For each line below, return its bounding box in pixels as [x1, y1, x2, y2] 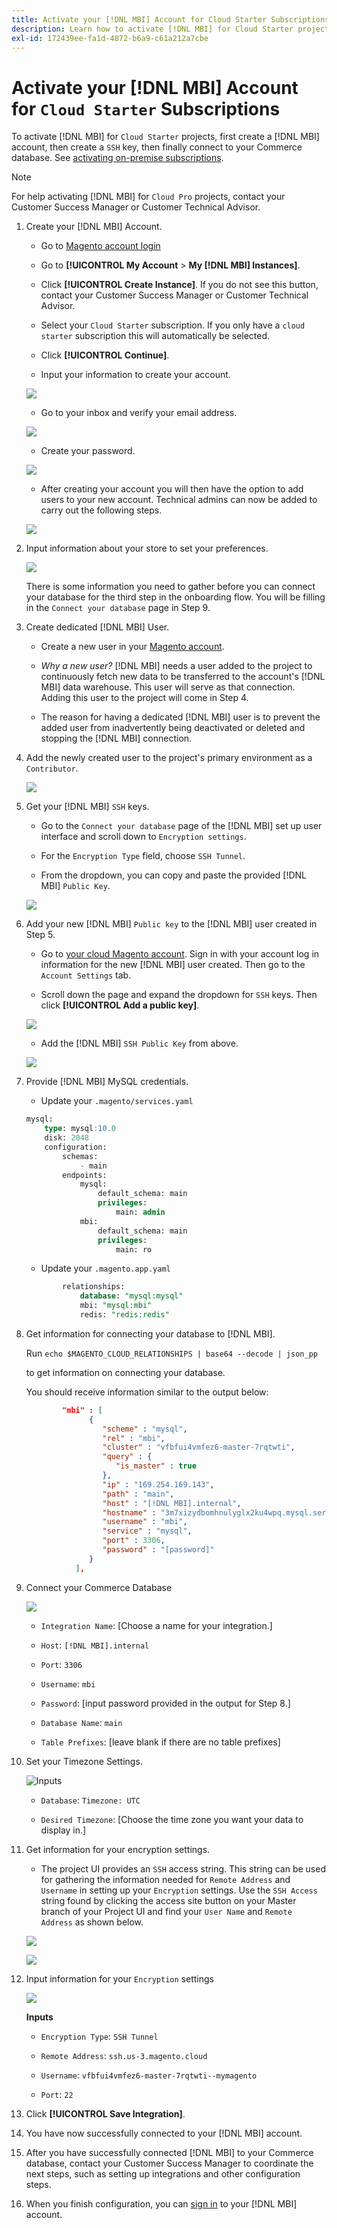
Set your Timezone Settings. [25, 1755, 143, 1767]
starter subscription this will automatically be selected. [40, 330, 271, 342]
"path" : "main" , [102, 1489, 175, 1499]
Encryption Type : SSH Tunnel [40, 2030, 159, 2042]
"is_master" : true [115, 1461, 197, 1471]
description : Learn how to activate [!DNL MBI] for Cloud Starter [11, 24, 294, 34]
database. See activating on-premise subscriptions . [11, 152, 224, 164]
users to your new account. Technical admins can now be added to [40, 494, 318, 506]
